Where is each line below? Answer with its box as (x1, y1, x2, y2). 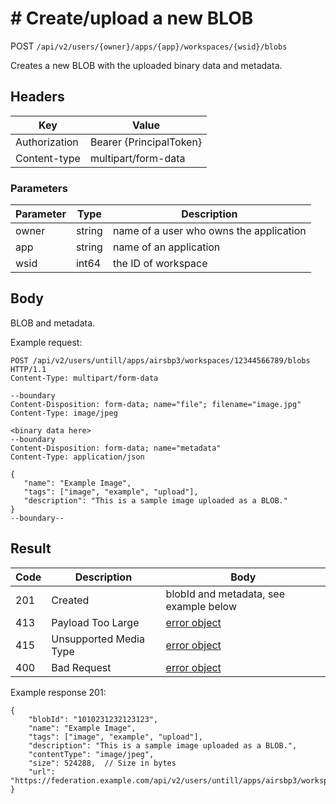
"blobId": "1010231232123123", (28, 714, 159, 724)
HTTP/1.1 (10, 364, 47, 374)
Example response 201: (10, 686, 107, 698)
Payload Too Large (51, 615, 140, 629)
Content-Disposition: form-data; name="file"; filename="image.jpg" (10, 399, 302, 409)
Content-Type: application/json (10, 452, 145, 462)
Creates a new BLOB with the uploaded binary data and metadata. (10, 59, 283, 71)
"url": (28, 767, 56, 777)
